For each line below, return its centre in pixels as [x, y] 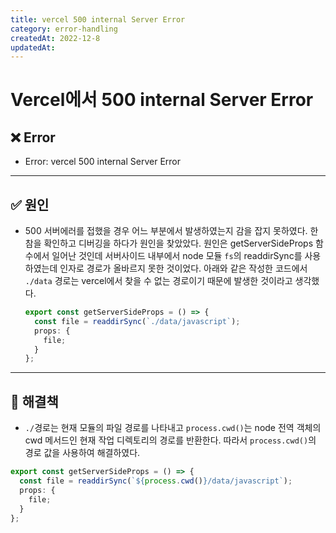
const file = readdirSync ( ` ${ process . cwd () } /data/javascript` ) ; [156, 481]
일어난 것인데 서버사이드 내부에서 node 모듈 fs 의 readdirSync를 [177, 256]
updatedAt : [33, 47]
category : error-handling [64, 29]
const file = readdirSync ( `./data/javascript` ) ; [137, 321]
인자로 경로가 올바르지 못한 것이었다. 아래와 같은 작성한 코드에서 [183, 268]
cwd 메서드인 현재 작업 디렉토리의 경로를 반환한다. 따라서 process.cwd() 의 [170, 440]
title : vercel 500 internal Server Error [98, 19]
